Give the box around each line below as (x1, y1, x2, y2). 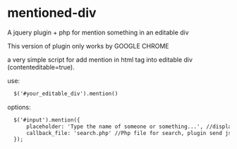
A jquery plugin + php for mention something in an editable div (7, 28, 189, 37)
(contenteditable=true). (7, 63, 75, 71)
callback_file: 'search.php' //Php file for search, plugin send (25, 129, 222, 136)
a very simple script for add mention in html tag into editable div (7, 55, 193, 64)
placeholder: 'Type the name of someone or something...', (25, 123, 203, 130)
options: (7, 103, 32, 111)
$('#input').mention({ (13, 116, 80, 124)
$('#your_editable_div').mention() (13, 90, 119, 97)
